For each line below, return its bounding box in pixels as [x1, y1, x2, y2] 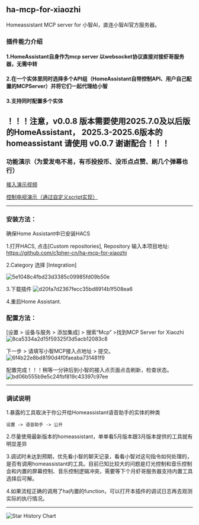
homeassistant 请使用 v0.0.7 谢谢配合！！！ [6, 138, 170, 148]
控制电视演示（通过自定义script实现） [6, 193, 98, 200]
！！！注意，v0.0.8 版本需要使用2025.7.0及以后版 [6, 116, 191, 126]
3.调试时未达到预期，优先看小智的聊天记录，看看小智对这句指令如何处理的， [6, 453, 192, 460]
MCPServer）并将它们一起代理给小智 [16, 82, 108, 89]
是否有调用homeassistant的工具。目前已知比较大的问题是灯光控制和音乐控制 [6, 461, 192, 468]
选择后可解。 [6, 475, 37, 482]
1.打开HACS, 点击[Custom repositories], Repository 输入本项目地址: [6, 242, 170, 249]
